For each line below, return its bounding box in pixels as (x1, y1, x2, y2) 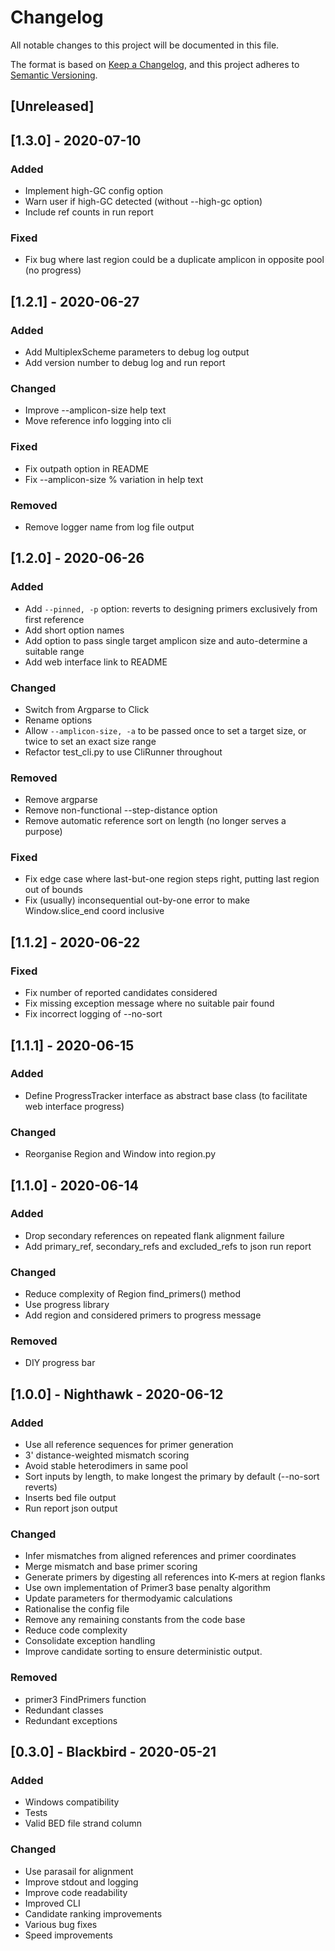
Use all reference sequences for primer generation (24, 1439, 234, 1451)
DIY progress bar (24, 1357, 96, 1369)
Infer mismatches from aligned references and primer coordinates (24, 1550, 297, 1562)
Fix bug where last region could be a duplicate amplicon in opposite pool (24, 254, 325, 266)
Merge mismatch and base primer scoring (24, 1561, 198, 1573)
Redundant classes (24, 1704, 104, 1716)
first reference (24, 613, 85, 625)
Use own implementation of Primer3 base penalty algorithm (24, 1582, 271, 1594)
